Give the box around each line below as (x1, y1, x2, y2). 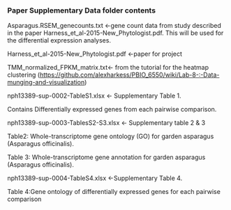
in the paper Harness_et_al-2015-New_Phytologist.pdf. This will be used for (7, 29, 224, 37)
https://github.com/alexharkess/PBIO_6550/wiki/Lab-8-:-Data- (39, 70, 220, 79)
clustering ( (7, 70, 40, 79)
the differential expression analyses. (7, 36, 112, 45)
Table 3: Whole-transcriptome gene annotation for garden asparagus (7, 153, 206, 162)
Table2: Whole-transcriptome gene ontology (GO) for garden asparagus (7, 132, 214, 141)
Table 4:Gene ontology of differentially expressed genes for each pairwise (7, 188, 221, 196)
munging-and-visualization (7, 78, 85, 87)
